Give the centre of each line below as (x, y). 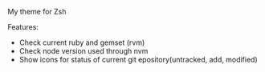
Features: (23, 27)
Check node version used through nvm (84, 51)
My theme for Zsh (37, 12)
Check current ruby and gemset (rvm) (82, 42)
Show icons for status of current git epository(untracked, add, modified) (138, 60)
